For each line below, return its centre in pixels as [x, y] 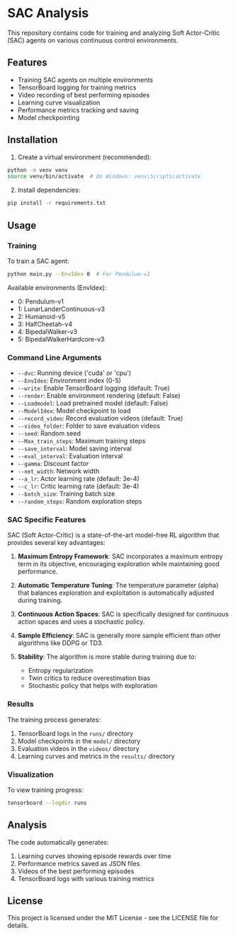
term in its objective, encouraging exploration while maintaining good [118, 564]
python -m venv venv [38, 170]
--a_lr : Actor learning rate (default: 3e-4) [78, 479]
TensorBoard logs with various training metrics [86, 878]
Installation [33, 140]
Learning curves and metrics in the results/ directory [96, 756]
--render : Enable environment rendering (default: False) [99, 396]
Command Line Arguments [55, 357]
